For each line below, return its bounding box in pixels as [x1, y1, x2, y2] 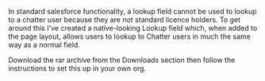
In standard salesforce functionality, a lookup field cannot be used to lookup [8, 7, 257, 16]
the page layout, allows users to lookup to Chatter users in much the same [8, 31, 252, 41]
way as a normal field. [8, 40, 81, 50]
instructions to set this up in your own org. [8, 64, 147, 73]
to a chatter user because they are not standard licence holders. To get [8, 15, 240, 24]
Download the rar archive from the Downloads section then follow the [8, 55, 236, 64]
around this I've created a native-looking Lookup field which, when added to [8, 24, 258, 32]
